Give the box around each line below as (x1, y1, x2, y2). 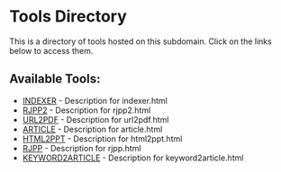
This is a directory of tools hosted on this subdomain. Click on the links (9, 36, 272, 47)
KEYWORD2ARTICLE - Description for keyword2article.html (22, 152, 244, 163)
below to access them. (9, 45, 94, 56)
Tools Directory (9, 6, 128, 27)
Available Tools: (9, 72, 101, 87)
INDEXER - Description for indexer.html (22, 95, 168, 106)
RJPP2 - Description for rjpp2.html (22, 105, 151, 116)
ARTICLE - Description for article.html (22, 124, 163, 134)
